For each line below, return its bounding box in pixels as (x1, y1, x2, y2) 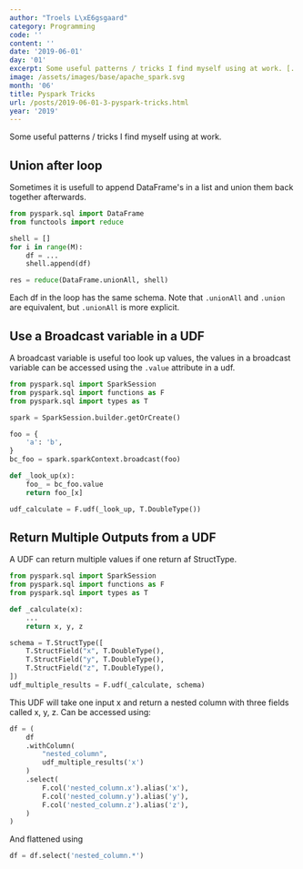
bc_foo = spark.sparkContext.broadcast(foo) (9, 455, 181, 464)
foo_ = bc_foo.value (25, 480, 104, 489)
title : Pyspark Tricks (9, 89, 96, 98)
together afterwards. (9, 192, 86, 203)
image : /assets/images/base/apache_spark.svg (9, 73, 185, 82)
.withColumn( (25, 741, 76, 751)
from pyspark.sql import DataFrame (9, 209, 145, 218)
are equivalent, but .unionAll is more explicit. (9, 302, 180, 313)
